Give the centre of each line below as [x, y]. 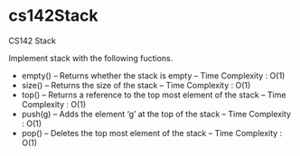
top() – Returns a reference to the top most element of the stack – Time [154, 95]
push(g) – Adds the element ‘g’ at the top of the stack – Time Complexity [156, 114]
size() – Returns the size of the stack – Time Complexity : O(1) [136, 85]
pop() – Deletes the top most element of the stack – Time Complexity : [152, 133]
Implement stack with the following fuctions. [91, 58]
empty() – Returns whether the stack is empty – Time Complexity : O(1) [153, 75]
